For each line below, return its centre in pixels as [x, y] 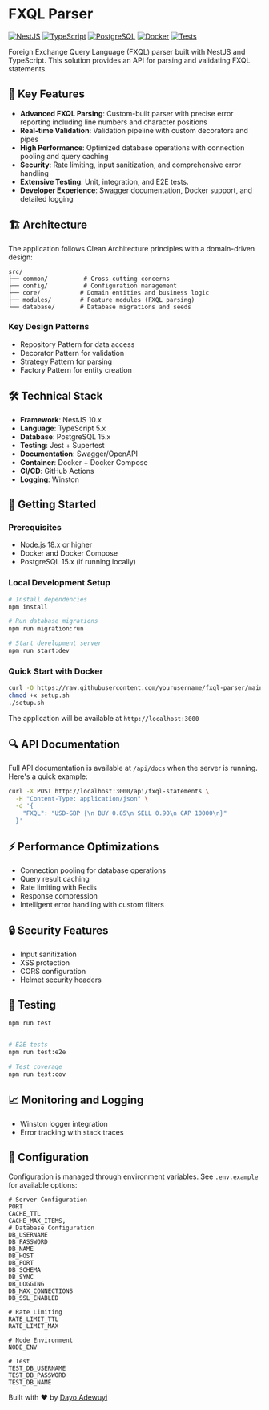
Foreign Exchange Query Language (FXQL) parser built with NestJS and [127, 51]
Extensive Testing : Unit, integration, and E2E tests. [104, 181]
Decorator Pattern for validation [72, 352]
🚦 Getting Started [52, 505]
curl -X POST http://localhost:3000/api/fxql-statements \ [109, 791]
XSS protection [45, 962]
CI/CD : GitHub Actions [57, 471]
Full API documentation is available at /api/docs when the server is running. [133, 768]
